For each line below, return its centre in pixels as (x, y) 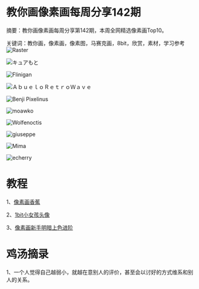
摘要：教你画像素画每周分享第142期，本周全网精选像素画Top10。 (87, 30)
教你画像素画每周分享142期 (74, 12)
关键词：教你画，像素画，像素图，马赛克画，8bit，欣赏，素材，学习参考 (96, 43)
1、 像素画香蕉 (23, 202)
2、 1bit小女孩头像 (28, 215)
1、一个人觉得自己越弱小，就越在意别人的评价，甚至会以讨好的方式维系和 (97, 272)
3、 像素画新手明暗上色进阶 (40, 227)
